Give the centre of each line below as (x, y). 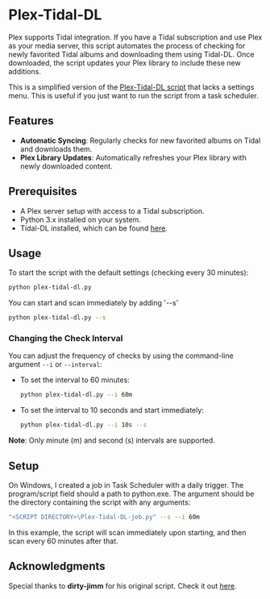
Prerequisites (43, 191)
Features (31, 121)
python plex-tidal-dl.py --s (57, 318)
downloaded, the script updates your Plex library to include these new (125, 63)
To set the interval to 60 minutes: (75, 380)
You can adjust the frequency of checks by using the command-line (121, 356)
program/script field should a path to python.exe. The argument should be (131, 493)
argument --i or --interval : (55, 364)
